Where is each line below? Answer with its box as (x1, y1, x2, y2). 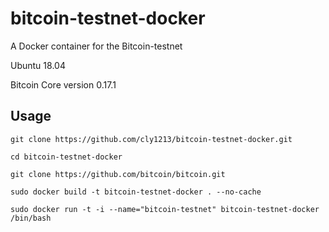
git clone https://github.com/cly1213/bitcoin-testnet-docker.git (10, 134, 293, 144)
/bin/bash (10, 213, 52, 223)
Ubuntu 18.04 (10, 59, 66, 71)
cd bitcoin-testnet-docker (10, 152, 123, 162)
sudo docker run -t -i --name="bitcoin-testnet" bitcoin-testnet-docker (10, 204, 320, 214)
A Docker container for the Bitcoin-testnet (10, 40, 183, 52)
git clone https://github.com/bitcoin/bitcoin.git (10, 169, 226, 179)
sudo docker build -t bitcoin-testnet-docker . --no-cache (10, 187, 262, 197)
